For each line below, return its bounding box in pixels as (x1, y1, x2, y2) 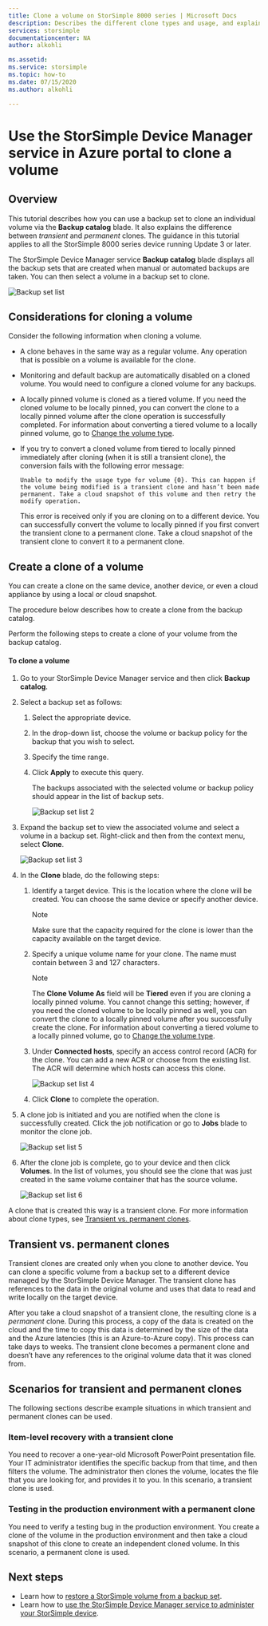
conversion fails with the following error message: (19, 461, 185, 471)
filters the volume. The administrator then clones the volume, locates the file (8, 1466, 259, 1477)
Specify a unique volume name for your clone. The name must (31, 949, 237, 959)
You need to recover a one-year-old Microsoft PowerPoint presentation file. (8, 1450, 257, 1459)
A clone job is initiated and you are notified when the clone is (19, 1110, 221, 1120)
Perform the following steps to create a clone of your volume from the (8, 629, 238, 639)
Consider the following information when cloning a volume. (8, 331, 202, 341)
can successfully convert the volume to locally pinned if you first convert (19, 520, 260, 529)
